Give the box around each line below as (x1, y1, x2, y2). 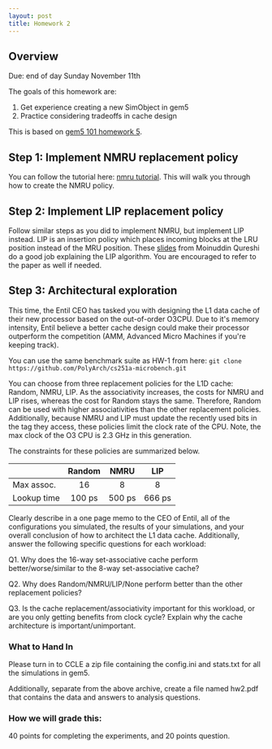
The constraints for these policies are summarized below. (8, 446, 201, 456)
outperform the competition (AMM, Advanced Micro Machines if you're (8, 331, 246, 341)
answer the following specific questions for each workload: (8, 539, 207, 548)
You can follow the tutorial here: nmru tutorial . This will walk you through (8, 172, 251, 182)
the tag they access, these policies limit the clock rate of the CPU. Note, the (8, 422, 261, 431)
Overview (8, 50, 59, 63)
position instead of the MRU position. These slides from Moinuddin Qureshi (8, 243, 260, 253)
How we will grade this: (8, 712, 102, 724)
